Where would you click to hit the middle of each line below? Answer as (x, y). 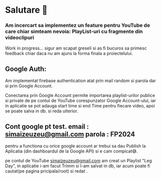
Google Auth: (26, 69)
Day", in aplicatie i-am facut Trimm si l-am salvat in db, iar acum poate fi (78, 166)
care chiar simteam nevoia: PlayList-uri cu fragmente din (74, 31)
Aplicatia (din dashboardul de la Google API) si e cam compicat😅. (71, 151)
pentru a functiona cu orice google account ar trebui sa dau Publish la (75, 146)
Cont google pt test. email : (47, 126)
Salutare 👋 (26, 10)
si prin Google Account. (29, 86)
